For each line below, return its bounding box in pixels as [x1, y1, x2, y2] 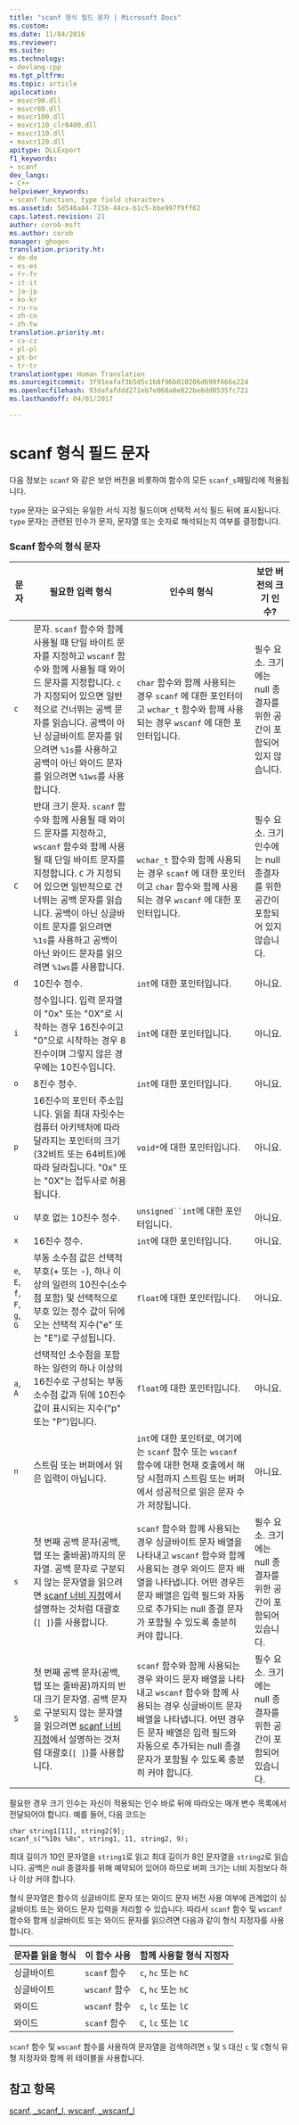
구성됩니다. [71, 1332, 116, 1345]
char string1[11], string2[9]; [9, 1827, 125, 1836]
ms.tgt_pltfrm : [9, 71, 66, 80]
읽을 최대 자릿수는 [54, 1108, 125, 1120]
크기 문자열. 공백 [44, 1693, 109, 1706]
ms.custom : [9, 21, 50, 30]
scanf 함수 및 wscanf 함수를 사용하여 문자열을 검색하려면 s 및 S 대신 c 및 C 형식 [9, 2041, 279, 2052]
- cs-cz [9, 336, 38, 345]
